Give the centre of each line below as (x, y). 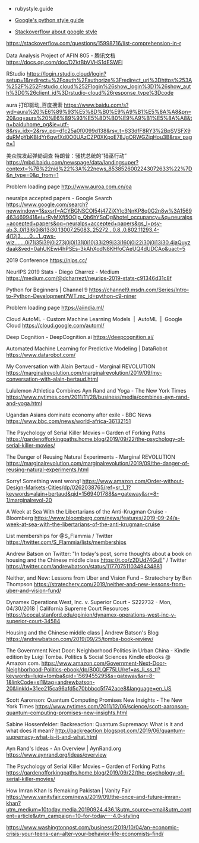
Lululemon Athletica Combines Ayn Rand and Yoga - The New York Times (96, 391)
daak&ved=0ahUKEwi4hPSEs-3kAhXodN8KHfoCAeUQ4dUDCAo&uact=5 (96, 249)
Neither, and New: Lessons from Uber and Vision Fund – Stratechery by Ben (99, 578)
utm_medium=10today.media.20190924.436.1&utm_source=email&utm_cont (99, 809)
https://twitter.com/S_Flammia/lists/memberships (66, 542)
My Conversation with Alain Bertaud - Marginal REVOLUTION (81, 366)
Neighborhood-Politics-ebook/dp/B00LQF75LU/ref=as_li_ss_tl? (83, 669)
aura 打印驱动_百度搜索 (34, 105)
